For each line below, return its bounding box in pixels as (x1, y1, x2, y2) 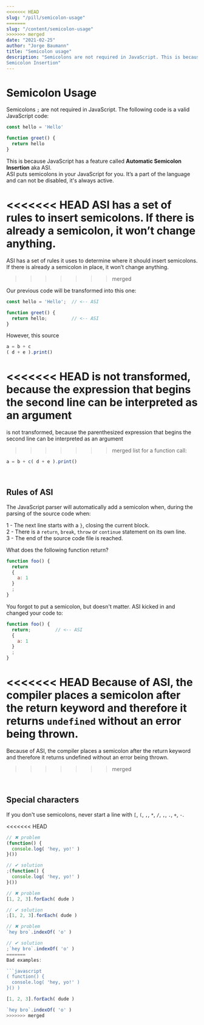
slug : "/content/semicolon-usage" (6, 26, 94, 32)
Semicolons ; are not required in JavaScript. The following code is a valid (6, 106, 190, 113)
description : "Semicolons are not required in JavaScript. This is (6, 54, 181, 60)
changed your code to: (6, 609, 64, 617)
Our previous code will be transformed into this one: (6, 287, 137, 294)
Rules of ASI (6, 487, 53, 498)
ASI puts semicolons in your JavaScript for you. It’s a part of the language (6, 170, 191, 177)
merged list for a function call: (112, 447, 187, 454)
